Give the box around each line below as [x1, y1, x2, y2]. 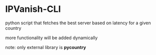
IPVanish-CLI [5, 3, 61, 15]
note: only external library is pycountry [5, 44, 86, 50]
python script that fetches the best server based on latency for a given [5, 20, 151, 26]
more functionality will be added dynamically [5, 35, 98, 41]
